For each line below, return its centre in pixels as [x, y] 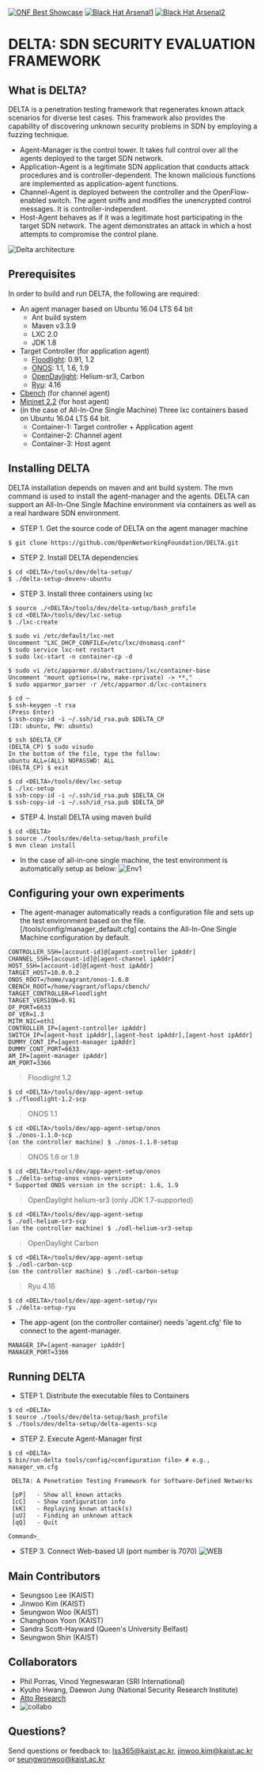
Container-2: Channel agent [77, 435]
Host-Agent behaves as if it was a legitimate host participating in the [131, 217]
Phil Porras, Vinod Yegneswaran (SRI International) [102, 1681]
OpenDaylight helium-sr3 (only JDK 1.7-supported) [110, 1200]
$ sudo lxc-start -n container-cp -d [70, 657]
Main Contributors [54, 1576]
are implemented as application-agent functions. [99, 183]
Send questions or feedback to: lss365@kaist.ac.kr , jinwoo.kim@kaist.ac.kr [131, 1751]
